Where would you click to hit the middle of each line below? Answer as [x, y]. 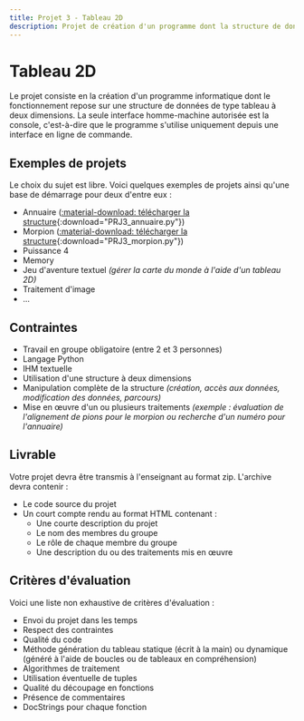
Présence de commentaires [74, 697]
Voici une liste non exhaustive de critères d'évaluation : [112, 602]
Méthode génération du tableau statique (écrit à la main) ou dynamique [155, 648]
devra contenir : [39, 486]
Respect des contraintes [68, 629]
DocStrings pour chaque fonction [85, 706]
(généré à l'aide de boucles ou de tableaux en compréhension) [140, 658]
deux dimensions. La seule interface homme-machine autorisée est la [139, 115]
